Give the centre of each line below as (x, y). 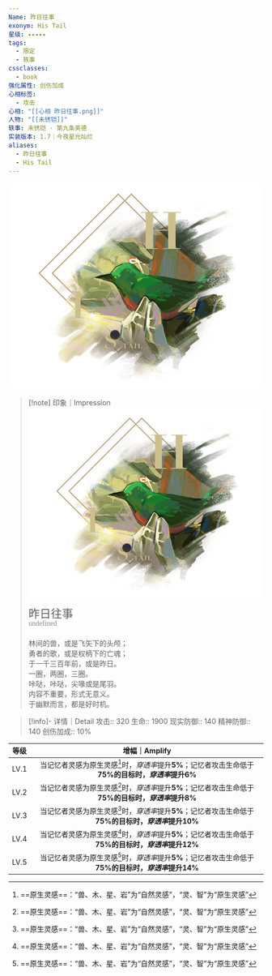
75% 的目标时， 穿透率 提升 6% (147, 775)
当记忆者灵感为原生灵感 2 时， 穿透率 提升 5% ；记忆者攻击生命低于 (147, 787)
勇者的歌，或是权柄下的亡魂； (78, 653)
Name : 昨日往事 (32, 17)
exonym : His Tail (38, 26)
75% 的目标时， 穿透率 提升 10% (147, 821)
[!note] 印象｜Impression (69, 402)
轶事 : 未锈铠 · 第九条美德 (48, 128)
